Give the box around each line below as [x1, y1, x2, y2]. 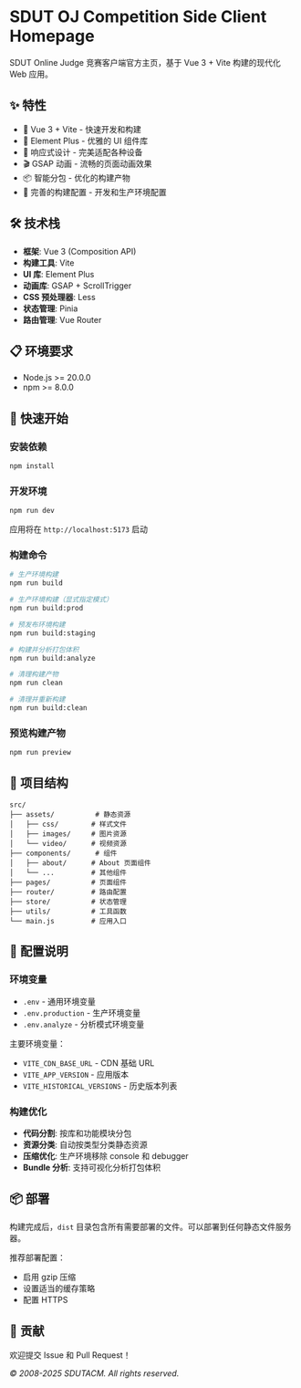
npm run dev [9, 506, 55, 516]
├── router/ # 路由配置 [9, 887, 128, 896]
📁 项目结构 [9, 776, 68, 791]
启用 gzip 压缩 [22, 1271, 76, 1282]
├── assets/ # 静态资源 [9, 809, 131, 819]
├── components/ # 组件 [9, 849, 118, 858]
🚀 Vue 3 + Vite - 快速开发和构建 [22, 123, 141, 134]
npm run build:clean [9, 704, 88, 713]
